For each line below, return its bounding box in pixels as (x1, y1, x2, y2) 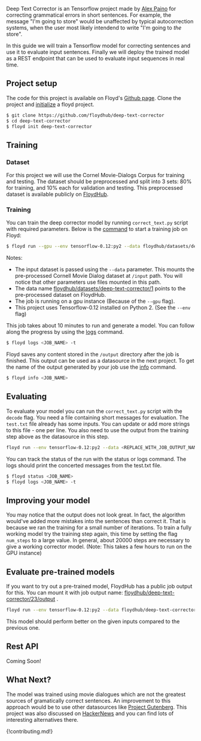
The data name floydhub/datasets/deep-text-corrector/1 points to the (14, 285, 186, 292)
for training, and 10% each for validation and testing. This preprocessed (6, 184, 183, 192)
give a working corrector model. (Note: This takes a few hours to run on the (6, 543, 192, 550)
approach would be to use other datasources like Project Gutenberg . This (6, 703, 187, 710)
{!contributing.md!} (6, 727, 53, 735)
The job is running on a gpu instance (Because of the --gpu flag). (14, 297, 175, 305)
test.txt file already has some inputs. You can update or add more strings (6, 420, 190, 427)
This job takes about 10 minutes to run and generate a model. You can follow (6, 322, 195, 329)
